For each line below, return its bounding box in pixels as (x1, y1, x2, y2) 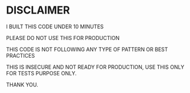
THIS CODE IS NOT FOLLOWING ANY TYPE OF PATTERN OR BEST (6, 45, 168, 53)
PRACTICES (6, 52, 35, 59)
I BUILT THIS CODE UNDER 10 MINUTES (6, 23, 104, 30)
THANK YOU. (6, 81, 38, 88)
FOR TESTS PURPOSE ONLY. (6, 69, 77, 77)
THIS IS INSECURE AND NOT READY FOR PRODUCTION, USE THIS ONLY (6, 63, 185, 71)
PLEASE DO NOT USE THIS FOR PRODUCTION (6, 34, 120, 41)
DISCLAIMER (6, 4, 71, 17)
